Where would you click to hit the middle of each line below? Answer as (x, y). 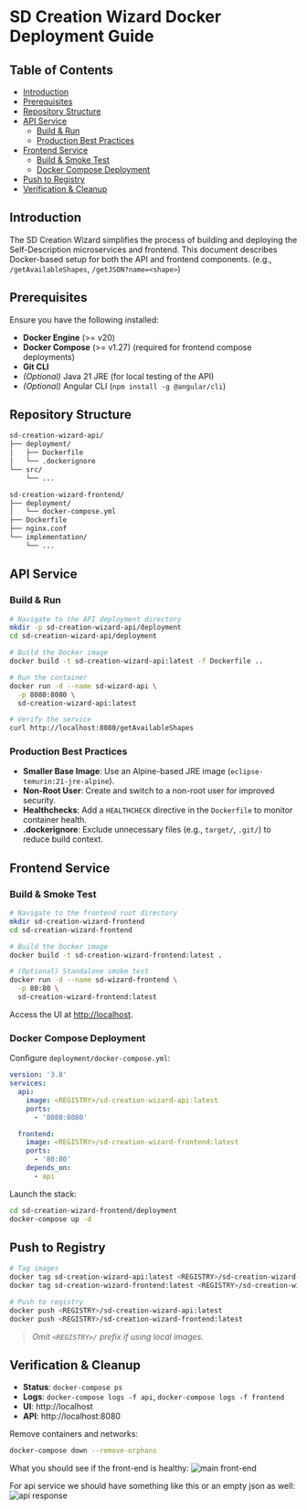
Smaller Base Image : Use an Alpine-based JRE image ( (127, 771)
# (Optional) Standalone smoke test (79, 972)
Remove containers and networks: (74, 1434)
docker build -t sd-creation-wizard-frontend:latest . (116, 955)
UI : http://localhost (58, 1407)
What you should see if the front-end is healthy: (99, 1468)
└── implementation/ (49, 537)
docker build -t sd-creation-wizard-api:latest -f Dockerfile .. (136, 661)
